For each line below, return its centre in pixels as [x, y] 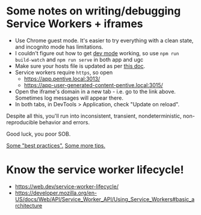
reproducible [22, 122]
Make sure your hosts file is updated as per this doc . [80, 66]
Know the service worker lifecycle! [95, 170]
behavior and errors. [64, 122]
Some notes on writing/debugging [94, 11]
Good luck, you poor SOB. [39, 134]
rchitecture [29, 205]
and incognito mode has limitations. [59, 47]
